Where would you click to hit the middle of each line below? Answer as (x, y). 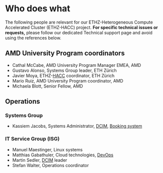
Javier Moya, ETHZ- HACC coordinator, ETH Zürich (63, 75)
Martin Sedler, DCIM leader (40, 160)
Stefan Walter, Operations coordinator (51, 165)
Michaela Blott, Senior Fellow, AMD (48, 86)
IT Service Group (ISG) (32, 139)
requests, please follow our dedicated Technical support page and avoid (79, 32)
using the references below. (33, 38)
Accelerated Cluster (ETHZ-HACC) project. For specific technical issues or (81, 27)
